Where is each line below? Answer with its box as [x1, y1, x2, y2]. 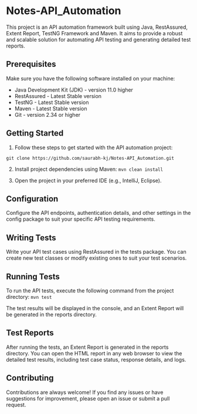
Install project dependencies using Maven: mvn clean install [14, 166, 164, 173]
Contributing [6, 373, 54, 383]
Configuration [6, 194, 59, 204]
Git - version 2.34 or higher [14, 111, 81, 118]
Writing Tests [6, 233, 57, 243]
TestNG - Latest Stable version [14, 99, 89, 106]
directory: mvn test [6, 294, 52, 300]
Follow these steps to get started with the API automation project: [14, 144, 173, 151]
